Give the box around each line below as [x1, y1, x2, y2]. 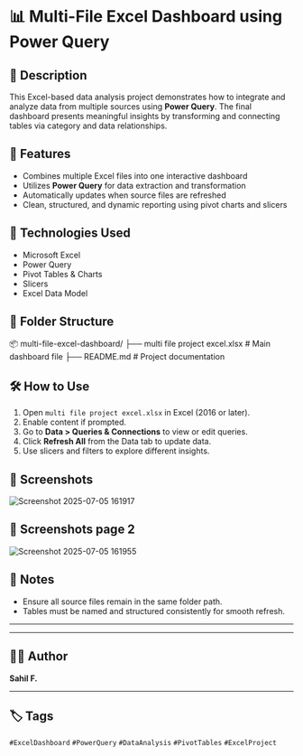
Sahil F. [9, 673, 38, 684]
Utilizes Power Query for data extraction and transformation [22, 180, 246, 191]
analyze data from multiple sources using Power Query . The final [9, 101, 252, 112]
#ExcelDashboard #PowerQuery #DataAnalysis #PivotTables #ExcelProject [9, 739, 277, 748]
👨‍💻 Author [9, 649, 69, 664]
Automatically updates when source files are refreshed [22, 190, 227, 201]
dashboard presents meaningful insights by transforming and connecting [9, 111, 280, 121]
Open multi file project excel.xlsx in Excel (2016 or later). [22, 407, 251, 418]
